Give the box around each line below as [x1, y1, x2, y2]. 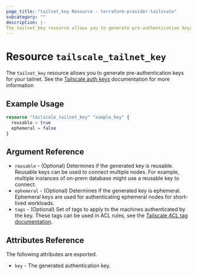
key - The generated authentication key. [14, 262, 111, 269]
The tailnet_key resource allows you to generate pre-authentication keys [6, 70, 184, 77]
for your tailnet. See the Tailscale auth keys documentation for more [6, 75, 170, 82]
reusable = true [11, 119, 51, 126]
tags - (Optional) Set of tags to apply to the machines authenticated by [14, 206, 186, 213]
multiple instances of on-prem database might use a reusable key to [14, 175, 180, 182]
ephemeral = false [11, 125, 57, 131]
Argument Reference [6, 147, 84, 157]
